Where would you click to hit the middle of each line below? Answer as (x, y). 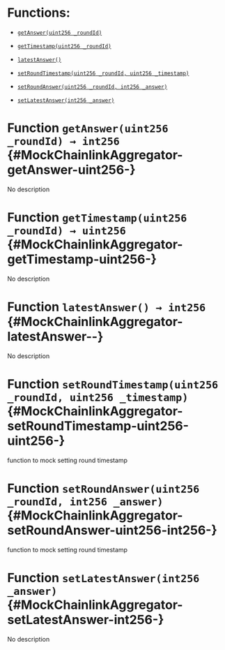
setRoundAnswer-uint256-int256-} (112, 530)
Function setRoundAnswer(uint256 (103, 488)
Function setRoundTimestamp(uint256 (113, 384)
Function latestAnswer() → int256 (107, 307)
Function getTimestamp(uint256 (97, 217)
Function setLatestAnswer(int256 (103, 578)
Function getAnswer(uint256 (88, 128)
